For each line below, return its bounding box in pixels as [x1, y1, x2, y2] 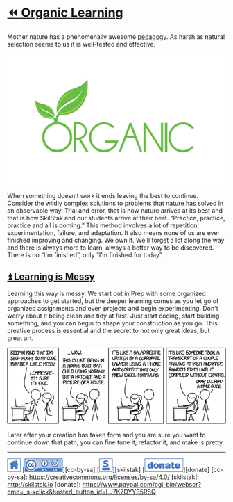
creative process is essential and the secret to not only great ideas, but [7, 326, 210, 334]
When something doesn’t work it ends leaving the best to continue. [7, 191, 199, 200]
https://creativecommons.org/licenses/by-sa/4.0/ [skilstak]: [28, 473, 200, 481]
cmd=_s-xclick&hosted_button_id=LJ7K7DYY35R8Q [7, 487, 156, 496]
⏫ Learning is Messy [7, 271, 95, 283]
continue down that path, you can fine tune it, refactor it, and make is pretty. [7, 438, 225, 446]
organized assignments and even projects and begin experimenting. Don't [7, 304, 218, 312]
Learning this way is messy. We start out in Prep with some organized [7, 289, 206, 298]
